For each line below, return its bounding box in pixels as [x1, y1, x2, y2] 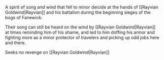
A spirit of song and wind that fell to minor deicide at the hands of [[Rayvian [5, 4, 159, 10]
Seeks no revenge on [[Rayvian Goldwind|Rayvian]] [5, 49, 110, 55]
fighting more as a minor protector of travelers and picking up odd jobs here [5, 34, 160, 40]
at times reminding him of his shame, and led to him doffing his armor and [5, 30, 155, 35]
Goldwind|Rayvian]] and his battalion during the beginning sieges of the [5, 9, 151, 15]
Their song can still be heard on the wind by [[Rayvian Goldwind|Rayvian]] [5, 24, 156, 30]
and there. [5, 40, 26, 46]
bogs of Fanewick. [5, 15, 43, 20]
